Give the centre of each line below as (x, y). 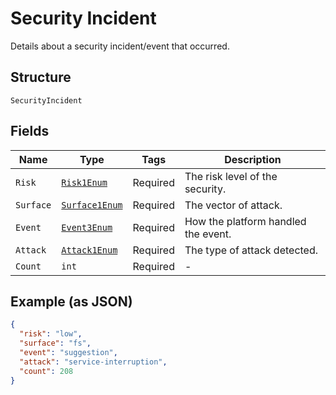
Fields (30, 131)
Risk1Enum (84, 182)
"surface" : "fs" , (55, 343)
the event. (208, 234)
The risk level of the (231, 176)
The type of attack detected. (251, 250)
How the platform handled (245, 221)
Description (253, 159)
